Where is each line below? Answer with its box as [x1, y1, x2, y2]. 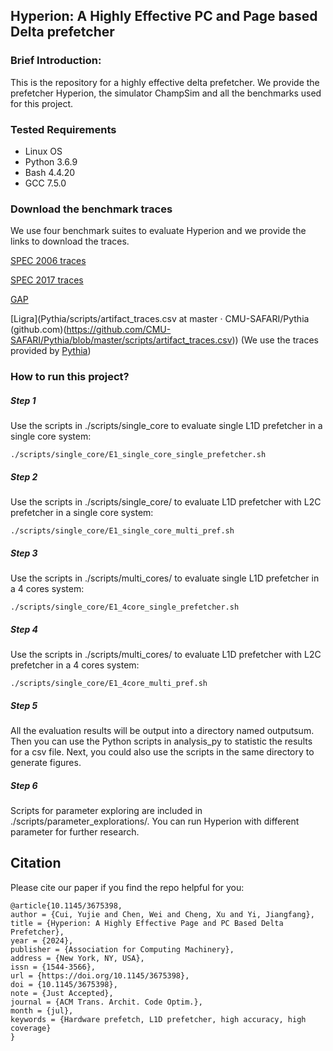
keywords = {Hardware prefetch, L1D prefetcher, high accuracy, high [10, 1014, 307, 1024]
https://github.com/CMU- [66, 324, 172, 336]
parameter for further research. [10, 826, 140, 838]
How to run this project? [10, 370, 130, 384]
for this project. [10, 97, 74, 109]
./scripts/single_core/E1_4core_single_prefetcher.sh [10, 602, 240, 613]
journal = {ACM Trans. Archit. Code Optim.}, [10, 997, 203, 1007]
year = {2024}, [10, 935, 74, 946]
